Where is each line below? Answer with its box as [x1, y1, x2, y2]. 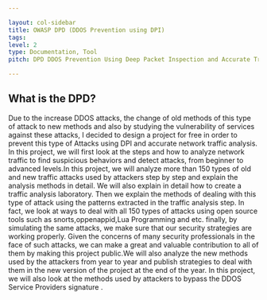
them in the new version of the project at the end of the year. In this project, [8, 265, 256, 275]
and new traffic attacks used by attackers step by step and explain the [8, 172, 238, 181]
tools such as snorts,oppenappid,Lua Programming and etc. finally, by [8, 214, 238, 224]
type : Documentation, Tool [8, 49, 98, 56]
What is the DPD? [8, 92, 97, 106]
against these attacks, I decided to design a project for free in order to [8, 130, 238, 139]
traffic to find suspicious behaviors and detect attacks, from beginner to [8, 155, 244, 165]
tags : [8, 33, 26, 41]
